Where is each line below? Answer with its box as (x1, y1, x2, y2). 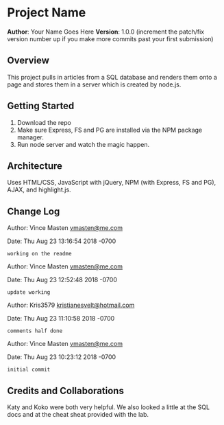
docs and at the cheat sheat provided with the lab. (7, 411, 149, 418)
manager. (16, 133, 45, 141)
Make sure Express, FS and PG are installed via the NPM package (16, 126, 203, 134)
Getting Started (7, 100, 75, 112)
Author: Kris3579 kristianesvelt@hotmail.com (7, 301, 135, 310)
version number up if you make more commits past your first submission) (7, 34, 214, 43)
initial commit (7, 366, 51, 374)
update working (7, 289, 51, 296)
